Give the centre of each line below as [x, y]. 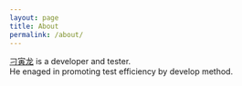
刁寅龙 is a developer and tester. [70, 62]
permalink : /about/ [47, 34]
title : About [34, 26]
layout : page [34, 18]
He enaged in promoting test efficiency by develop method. [121, 72]
